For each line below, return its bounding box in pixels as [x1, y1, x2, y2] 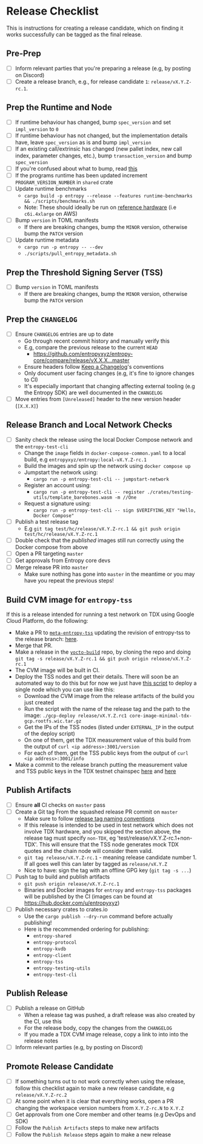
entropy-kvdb [33, 946, 67, 952]
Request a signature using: [24, 499, 91, 507]
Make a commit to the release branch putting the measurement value [15, 761, 188, 768]
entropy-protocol [33, 940, 77, 946]
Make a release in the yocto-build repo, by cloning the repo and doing [15, 648, 191, 656]
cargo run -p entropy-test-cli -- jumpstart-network [33, 476, 170, 482]
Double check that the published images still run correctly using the [15, 536, 184, 544]
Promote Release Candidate [6, 1061, 114, 1072]
